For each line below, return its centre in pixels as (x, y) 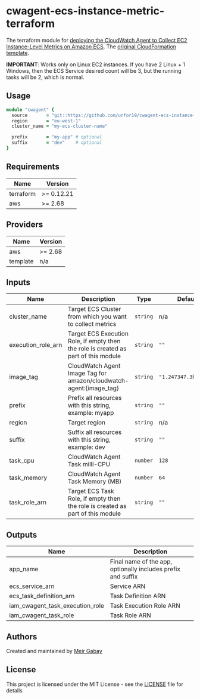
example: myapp (91, 413)
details (14, 690)
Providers (25, 225)
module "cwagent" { (30, 110)
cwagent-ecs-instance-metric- (85, 11)
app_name (24, 569)
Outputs (22, 535)
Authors (22, 637)
